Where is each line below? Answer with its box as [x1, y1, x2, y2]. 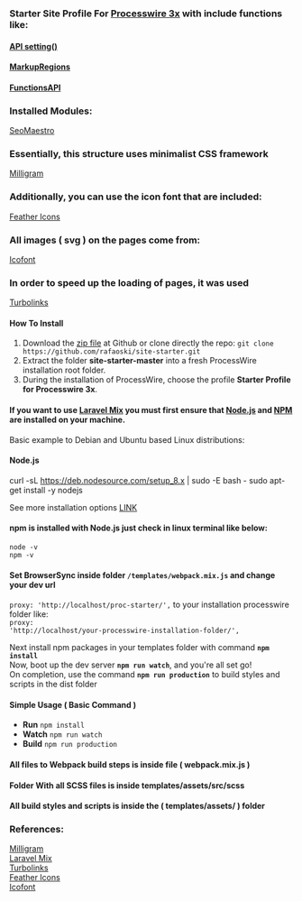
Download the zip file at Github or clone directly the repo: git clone [22, 337, 274, 349]
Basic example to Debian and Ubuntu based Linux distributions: [9, 434, 245, 445]
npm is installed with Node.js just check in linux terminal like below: [9, 522, 268, 534]
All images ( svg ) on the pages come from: [9, 234, 201, 246]
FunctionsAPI [9, 82, 61, 93]
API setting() [9, 41, 58, 51]
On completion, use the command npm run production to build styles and [9, 669, 281, 680]
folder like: [9, 609, 49, 620]
